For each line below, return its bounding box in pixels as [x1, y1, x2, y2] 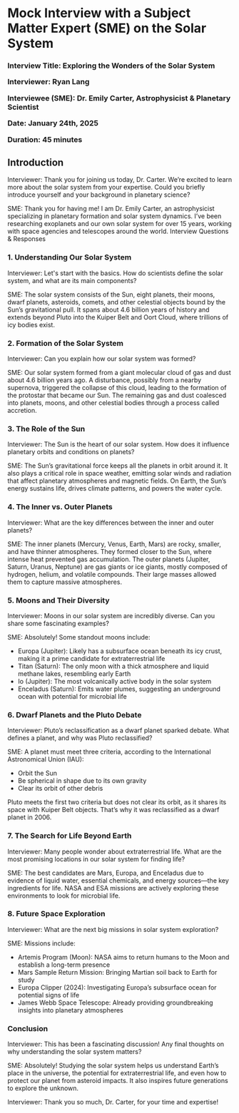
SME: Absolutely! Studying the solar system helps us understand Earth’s [7, 1061, 219, 1070]
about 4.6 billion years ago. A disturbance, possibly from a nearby [7, 376, 202, 384]
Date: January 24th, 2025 [7, 118, 98, 128]
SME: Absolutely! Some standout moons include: [7, 632, 151, 641]
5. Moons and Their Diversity [7, 595, 110, 605]
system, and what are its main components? [7, 276, 137, 284]
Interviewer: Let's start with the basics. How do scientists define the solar [7, 269, 223, 277]
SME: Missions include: [7, 939, 76, 948]
